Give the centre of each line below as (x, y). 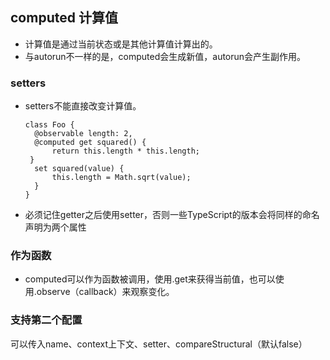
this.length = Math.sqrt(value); (121, 178)
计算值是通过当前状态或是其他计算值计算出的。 (121, 44)
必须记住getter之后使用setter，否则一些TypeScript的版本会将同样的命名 (172, 215)
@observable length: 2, (83, 134)
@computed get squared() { (90, 143)
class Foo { (49, 125)
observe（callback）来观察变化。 (105, 292)
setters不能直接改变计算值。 (83, 106)
